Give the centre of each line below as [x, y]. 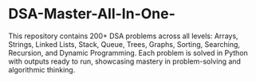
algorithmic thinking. [42, 69]
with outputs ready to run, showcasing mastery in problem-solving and [125, 61]
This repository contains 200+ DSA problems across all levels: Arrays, [123, 36]
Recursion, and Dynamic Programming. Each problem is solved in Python [128, 53]
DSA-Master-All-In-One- [92, 14]
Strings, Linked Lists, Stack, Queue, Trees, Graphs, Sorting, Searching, [124, 44]
